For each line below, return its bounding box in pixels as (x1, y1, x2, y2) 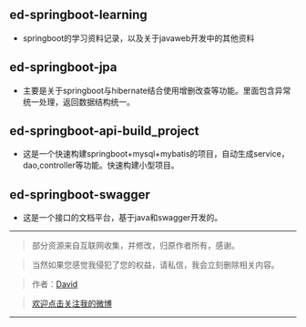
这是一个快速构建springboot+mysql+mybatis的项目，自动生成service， (22, 148, 290, 159)
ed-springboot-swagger (9, 187, 150, 202)
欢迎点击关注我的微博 (31, 298, 112, 309)
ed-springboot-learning (9, 7, 148, 23)
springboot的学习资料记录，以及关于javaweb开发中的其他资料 (22, 32, 255, 44)
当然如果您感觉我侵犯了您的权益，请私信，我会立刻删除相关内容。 (31, 260, 280, 271)
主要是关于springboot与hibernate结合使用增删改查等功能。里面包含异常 (22, 85, 291, 96)
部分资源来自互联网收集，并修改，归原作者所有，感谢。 (31, 240, 240, 251)
